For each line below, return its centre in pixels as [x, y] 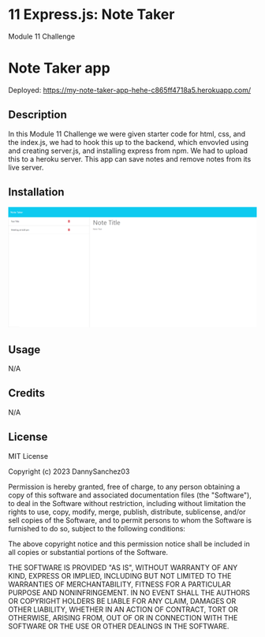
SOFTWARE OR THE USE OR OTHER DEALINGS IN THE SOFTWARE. [119, 626]
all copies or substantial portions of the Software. [88, 552]
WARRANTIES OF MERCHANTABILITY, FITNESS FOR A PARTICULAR [119, 584]
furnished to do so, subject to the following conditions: [97, 528]
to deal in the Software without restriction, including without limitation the [127, 503]
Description [37, 115]
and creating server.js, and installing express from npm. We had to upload [128, 151]
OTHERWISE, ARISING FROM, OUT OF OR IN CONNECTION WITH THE [123, 617]
